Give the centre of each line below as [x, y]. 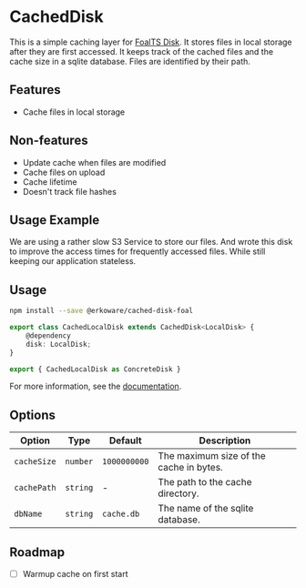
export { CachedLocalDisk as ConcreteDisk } [95, 369]
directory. [178, 493]
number [79, 462]
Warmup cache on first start [75, 574]
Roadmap [37, 552]
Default [126, 441]
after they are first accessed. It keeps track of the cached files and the [142, 51]
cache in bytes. [190, 468]
